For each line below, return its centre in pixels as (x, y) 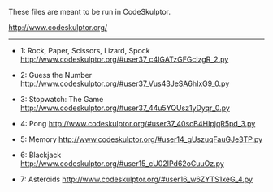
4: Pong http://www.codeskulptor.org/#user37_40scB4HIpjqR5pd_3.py (138, 124)
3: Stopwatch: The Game (62, 99)
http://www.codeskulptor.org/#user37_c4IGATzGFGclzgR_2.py (124, 59)
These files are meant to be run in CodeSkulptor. (89, 12)
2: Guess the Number (56, 75)
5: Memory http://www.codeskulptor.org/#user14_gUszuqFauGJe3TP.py (141, 139)
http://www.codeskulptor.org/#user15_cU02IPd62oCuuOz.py (122, 164)
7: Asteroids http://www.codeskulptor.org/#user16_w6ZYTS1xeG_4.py (136, 179)
